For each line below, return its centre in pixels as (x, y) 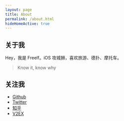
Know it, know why (36, 68)
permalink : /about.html (30, 19)
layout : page (19, 10)
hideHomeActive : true (28, 24)
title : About (19, 14)
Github (19, 97)
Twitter (20, 102)
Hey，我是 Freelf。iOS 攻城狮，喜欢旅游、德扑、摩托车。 (63, 58)
